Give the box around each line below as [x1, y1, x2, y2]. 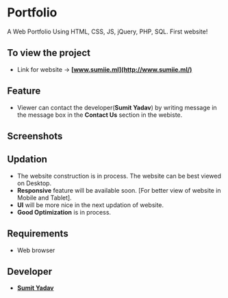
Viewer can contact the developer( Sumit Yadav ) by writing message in [16, 103, 217, 111]
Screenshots [7, 130, 63, 141]
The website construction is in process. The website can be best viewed [16, 172, 221, 180]
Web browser [16, 246, 55, 254]
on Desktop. [16, 179, 52, 187]
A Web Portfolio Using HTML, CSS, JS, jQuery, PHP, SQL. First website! [7, 27, 208, 36]
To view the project [7, 47, 91, 59]
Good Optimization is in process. [16, 208, 112, 216]
